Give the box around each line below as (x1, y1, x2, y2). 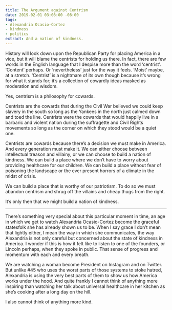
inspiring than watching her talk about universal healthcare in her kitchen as (5, 283, 165, 289)
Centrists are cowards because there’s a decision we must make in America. (5, 140, 166, 147)
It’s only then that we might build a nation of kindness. (5, 198, 119, 205)
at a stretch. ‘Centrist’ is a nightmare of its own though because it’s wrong (5, 72, 161, 78)
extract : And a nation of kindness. (5, 37, 83, 42)
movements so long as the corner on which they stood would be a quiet (5, 124, 157, 131)
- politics (5, 31, 29, 37)
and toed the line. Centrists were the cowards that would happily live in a (5, 114, 159, 120)
